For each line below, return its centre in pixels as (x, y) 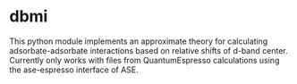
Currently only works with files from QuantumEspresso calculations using (144, 60)
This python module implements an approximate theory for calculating (139, 41)
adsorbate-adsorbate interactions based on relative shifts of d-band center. (148, 50)
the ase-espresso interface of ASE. (74, 70)
